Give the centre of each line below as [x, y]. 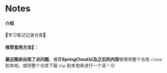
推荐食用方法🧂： [22, 47]
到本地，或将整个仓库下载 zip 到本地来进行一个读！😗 [60, 65]
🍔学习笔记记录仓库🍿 [26, 35]
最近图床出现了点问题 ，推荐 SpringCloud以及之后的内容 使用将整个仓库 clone [84, 59]
